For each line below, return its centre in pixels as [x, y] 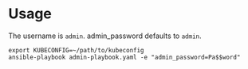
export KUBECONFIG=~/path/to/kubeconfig [77, 50]
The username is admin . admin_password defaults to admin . [105, 36]
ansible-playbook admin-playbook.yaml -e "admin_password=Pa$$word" [124, 57]
